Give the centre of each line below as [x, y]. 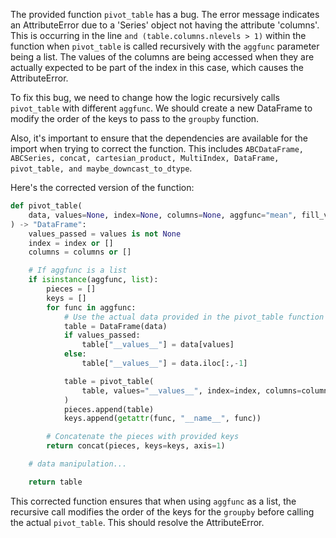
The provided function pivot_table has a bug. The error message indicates [165, 14]
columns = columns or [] [80, 252]
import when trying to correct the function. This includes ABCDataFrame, [157, 148]
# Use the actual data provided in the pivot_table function [194, 317]
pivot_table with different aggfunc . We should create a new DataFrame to [161, 108]
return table [55, 482]
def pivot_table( [46, 206]
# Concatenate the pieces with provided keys [143, 437]
